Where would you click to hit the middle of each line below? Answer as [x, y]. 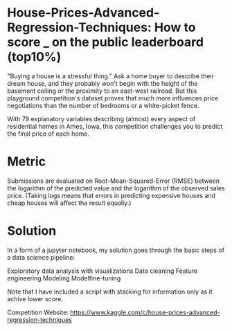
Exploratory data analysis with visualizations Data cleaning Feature [102, 271]
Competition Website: [38, 312]
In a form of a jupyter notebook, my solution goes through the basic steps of [116, 250]
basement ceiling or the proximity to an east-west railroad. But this [102, 91]
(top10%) [34, 57]
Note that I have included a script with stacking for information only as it [110, 292]
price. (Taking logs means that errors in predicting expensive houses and [111, 195]
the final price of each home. [48, 134]
